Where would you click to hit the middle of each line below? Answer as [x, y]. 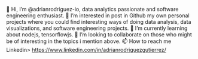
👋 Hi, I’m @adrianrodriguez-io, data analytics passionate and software [92, 9]
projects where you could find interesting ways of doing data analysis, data [99, 22]
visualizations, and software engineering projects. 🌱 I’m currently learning [97, 28]
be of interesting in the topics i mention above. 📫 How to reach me [89, 41]
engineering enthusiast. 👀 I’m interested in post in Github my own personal [98, 15]
